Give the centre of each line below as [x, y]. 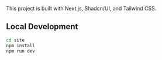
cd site [15, 40]
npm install [20, 45]
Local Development [42, 27]
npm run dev [20, 51]
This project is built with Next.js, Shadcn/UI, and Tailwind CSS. [81, 8]
